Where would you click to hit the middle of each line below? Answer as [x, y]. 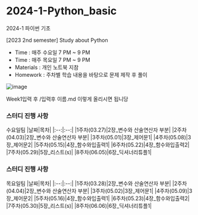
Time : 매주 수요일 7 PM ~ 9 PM [52, 52]
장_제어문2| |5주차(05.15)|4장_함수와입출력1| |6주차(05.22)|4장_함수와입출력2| [98, 145]
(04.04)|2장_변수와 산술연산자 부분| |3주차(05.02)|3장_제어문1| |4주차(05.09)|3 [99, 191]
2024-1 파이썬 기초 [29, 28]
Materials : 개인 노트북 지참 [47, 67]
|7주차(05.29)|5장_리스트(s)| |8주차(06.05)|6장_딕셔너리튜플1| [79, 152]
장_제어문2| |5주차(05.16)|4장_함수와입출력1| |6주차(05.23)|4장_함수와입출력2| [98, 198]
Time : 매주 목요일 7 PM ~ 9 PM [52, 60]
